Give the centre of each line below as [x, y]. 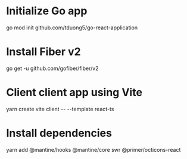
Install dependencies [59, 133]
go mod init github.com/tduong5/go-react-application [72, 27]
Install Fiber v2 [44, 52]
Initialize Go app [47, 11]
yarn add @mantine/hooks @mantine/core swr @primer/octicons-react [93, 149]
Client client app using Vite [74, 92]
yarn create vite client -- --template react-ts [60, 109]
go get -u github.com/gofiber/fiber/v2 [52, 68]
